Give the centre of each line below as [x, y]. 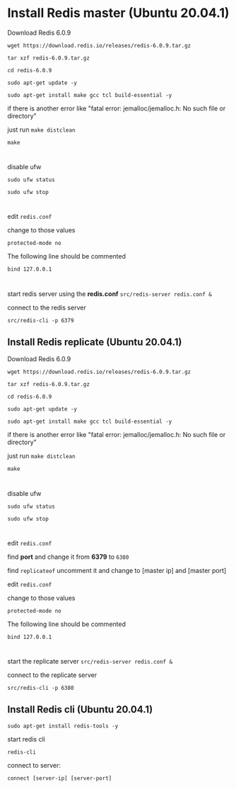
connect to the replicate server [52, 675]
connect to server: [34, 765]
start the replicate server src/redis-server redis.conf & [90, 661]
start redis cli [26, 739]
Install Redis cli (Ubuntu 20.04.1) [80, 710]
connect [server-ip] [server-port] [60, 778]
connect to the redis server [47, 307]
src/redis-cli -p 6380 [41, 688]
